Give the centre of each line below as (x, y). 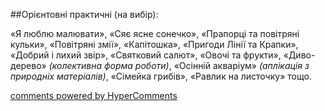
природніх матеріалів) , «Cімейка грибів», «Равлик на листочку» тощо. (161, 76)
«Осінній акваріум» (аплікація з (241, 65)
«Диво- (299, 55)
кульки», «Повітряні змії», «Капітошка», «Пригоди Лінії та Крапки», (154, 44)
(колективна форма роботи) (109, 65)
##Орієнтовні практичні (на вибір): (84, 14)
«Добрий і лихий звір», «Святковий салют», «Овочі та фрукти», (146, 55)
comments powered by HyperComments (94, 95)
